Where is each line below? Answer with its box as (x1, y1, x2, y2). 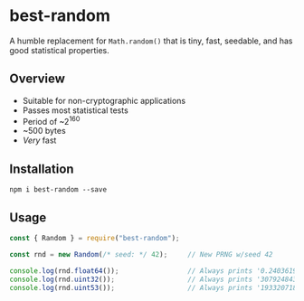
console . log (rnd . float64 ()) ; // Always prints (9, 266, 253, 276)
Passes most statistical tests (22, 105, 128, 116)
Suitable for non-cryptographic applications (22, 95, 186, 106)
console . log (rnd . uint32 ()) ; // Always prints (9, 275, 253, 284)
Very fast (22, 135, 57, 146)
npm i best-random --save (9, 185, 107, 194)
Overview (9, 71, 66, 87)
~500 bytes (22, 126, 66, 136)
